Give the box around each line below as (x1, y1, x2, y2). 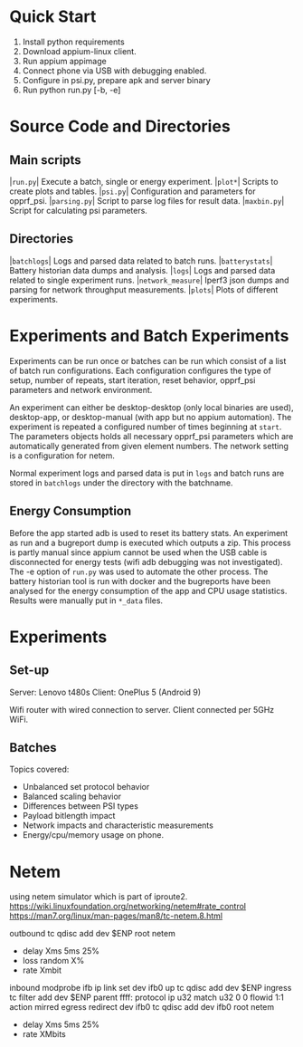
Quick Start (9, 6, 97, 27)
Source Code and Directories (9, 116, 231, 137)
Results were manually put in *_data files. (9, 595, 164, 606)
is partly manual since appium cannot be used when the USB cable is (9, 546, 268, 558)
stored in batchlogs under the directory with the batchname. (9, 477, 233, 488)
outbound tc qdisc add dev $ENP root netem (9, 928, 176, 939)
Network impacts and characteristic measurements (22, 820, 214, 831)
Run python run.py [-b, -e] (22, 84, 121, 95)
